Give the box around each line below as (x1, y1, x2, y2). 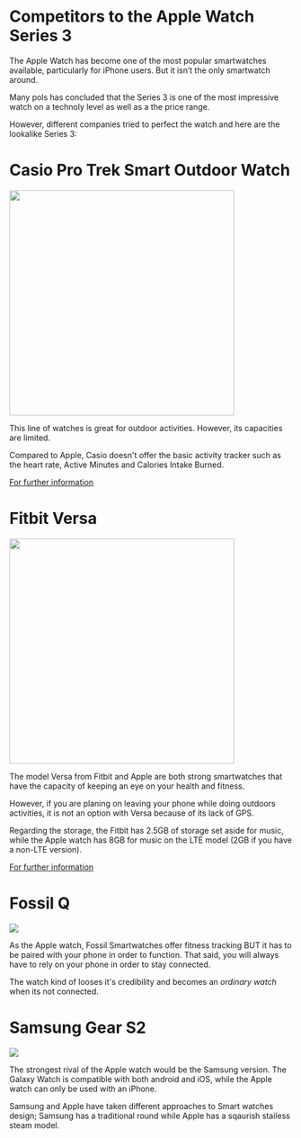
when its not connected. (9, 986, 99, 997)
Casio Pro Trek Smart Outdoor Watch (9, 160, 290, 181)
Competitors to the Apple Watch (9, 6, 255, 27)
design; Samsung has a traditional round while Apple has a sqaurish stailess (9, 1110, 290, 1121)
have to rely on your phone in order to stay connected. (9, 959, 211, 970)
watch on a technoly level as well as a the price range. (9, 101, 210, 112)
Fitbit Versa (9, 509, 97, 528)
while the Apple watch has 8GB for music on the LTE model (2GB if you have (9, 835, 292, 845)
